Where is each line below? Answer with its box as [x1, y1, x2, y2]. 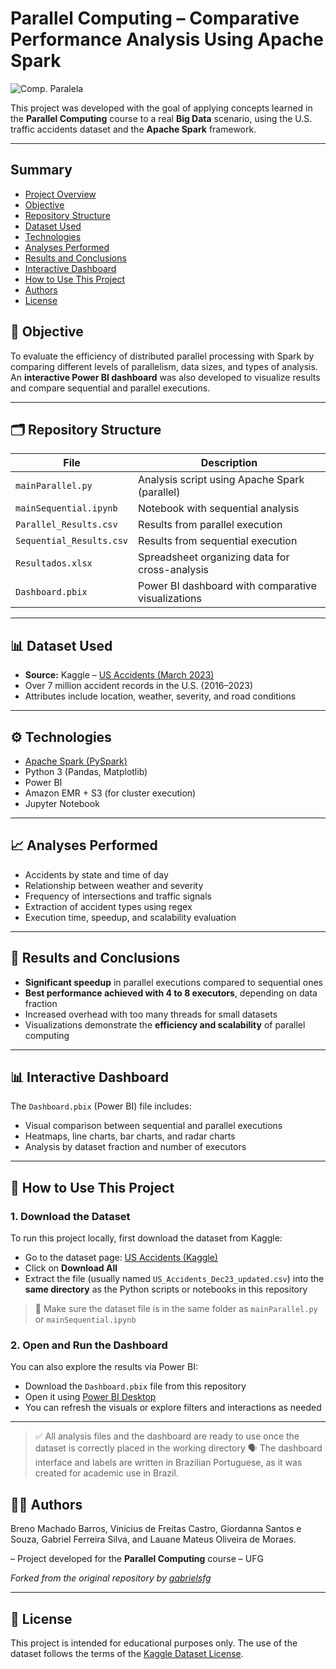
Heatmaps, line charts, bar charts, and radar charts [24, 1130, 236, 1142]
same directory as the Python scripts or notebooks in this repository [24, 1283, 308, 1296]
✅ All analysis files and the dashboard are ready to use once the [34, 1430, 300, 1442]
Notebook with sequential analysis [138, 502, 300, 516]
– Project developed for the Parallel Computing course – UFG [10, 1553, 264, 1565]
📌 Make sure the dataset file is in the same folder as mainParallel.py [34, 1303, 318, 1315]
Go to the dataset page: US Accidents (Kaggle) [24, 1252, 218, 1264]
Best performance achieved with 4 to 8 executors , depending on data [24, 987, 318, 999]
